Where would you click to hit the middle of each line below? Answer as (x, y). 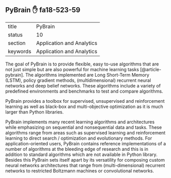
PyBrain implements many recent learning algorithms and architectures (80, 122)
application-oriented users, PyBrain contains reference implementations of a (86, 143)
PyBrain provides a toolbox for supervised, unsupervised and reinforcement (85, 101)
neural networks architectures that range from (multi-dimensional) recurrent (85, 165)
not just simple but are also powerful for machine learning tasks (72, 69)
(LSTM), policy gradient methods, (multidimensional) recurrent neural (78, 80)
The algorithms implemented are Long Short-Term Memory (87, 75)
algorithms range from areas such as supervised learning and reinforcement (86, 132)
